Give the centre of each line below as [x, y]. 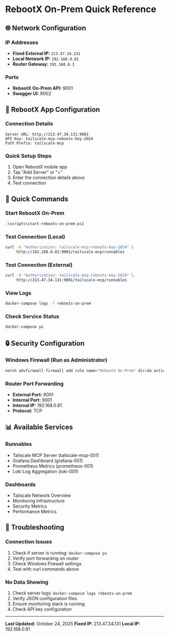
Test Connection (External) [39, 265]
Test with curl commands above [46, 569]
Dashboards [21, 484]
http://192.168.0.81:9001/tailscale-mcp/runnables [70, 252]
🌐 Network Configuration [46, 28]
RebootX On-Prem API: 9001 [43, 88]
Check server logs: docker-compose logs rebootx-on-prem [72, 593]
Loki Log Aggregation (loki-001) [45, 471]
